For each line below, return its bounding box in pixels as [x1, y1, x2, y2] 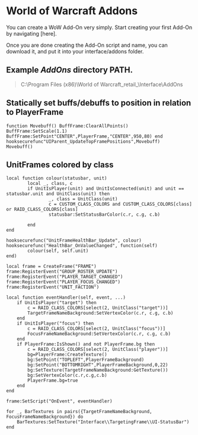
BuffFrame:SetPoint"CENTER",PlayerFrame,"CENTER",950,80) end [6, 133, 163, 139]
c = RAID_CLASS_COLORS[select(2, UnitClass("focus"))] [27, 326, 166, 332]
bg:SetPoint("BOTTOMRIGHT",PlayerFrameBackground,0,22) [27, 362, 168, 368]
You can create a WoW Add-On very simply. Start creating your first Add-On [6, 24, 193, 31]
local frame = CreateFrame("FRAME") [6, 264, 97, 270]
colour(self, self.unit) [27, 248, 89, 254]
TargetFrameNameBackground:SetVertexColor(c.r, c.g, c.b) [27, 310, 174, 316]
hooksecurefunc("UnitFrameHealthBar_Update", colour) [6, 238, 142, 244]
